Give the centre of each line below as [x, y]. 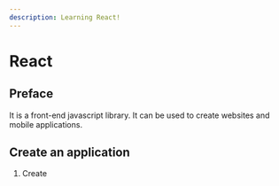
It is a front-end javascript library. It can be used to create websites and [139, 115]
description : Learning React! [65, 17]
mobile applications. [46, 124]
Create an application [70, 153]
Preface [31, 94]
